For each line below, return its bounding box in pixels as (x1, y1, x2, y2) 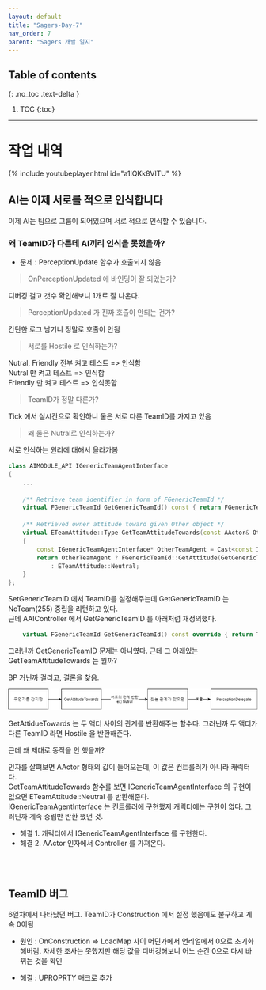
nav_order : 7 (8, 29, 51, 37)
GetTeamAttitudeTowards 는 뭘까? (8, 656, 117, 666)
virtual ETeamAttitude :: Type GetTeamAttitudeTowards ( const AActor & (22, 529, 249, 537)
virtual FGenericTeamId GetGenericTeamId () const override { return (22, 631, 253, 639)
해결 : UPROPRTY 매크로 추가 (19, 973, 112, 983)
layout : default (8, 13, 62, 21)
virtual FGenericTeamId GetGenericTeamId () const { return (22, 503, 222, 512)
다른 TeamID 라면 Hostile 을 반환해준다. (8, 728, 132, 738)
